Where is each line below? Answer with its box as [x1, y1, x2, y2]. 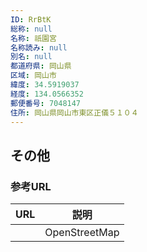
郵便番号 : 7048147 [10, 98, 82, 108]
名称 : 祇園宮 [10, 33, 57, 43]
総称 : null [10, 24, 53, 34]
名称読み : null [10, 42, 68, 53]
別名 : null [10, 52, 53, 62]
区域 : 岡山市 [10, 71, 57, 81]
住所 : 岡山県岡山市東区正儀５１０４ [10, 107, 139, 118]
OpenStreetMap [44, 226, 120, 240]
